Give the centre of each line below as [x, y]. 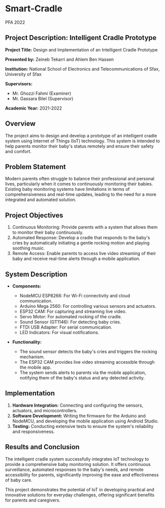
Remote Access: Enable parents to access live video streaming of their [84, 254]
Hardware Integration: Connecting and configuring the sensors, [78, 405]
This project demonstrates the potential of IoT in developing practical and [80, 489]
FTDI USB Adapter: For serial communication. [66, 327]
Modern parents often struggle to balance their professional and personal [80, 179]
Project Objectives [34, 215]
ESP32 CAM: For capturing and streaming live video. [73, 311]
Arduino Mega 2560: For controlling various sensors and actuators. [88, 306]
